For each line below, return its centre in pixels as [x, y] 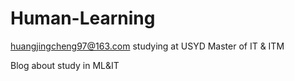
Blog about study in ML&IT [65, 65]
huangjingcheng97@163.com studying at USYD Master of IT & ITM [147, 46]
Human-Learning [83, 18]
